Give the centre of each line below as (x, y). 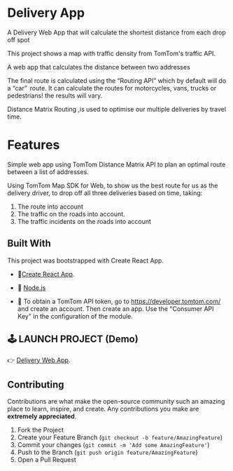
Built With (29, 244)
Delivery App (46, 13)
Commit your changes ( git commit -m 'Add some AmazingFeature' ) (113, 445)
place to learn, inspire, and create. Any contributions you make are (103, 409)
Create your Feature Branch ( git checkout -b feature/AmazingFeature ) (120, 437)
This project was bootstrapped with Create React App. (86, 260)
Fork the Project (41, 430)
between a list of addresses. (48, 172)
